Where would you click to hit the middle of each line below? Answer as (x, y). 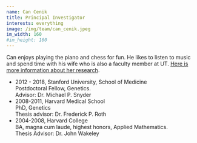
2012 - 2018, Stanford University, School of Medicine (81, 82)
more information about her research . (53, 70)
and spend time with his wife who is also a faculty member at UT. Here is (97, 64)
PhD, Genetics (33, 108)
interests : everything (35, 23)
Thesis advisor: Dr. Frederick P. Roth (61, 114)
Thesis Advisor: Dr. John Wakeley (57, 133)
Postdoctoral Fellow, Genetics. (53, 88)
